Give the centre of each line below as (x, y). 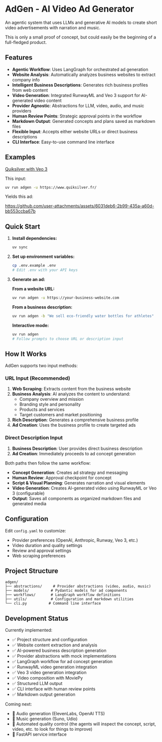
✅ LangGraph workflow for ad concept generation (62, 662)
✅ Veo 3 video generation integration (49, 673)
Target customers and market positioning (61, 415)
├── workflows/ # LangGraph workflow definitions (63, 595)
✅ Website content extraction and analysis (54, 645)
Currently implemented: (29, 630)
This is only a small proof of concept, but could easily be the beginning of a (81, 37)
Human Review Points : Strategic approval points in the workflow (77, 116)
